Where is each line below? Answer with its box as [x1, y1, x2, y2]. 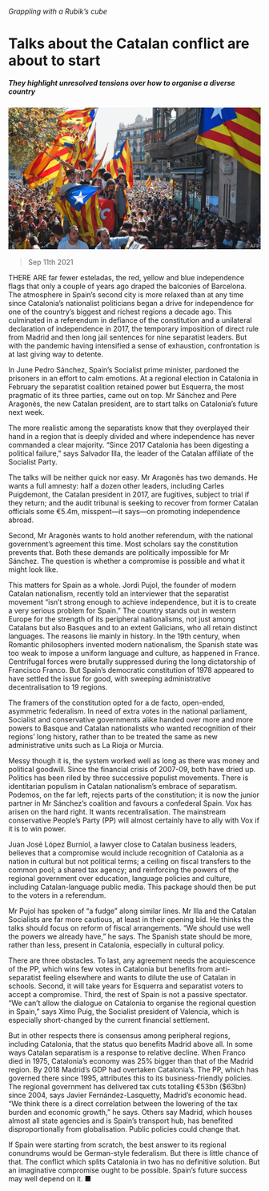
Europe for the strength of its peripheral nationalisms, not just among [8, 614, 236, 624]
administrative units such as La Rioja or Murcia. [8, 741, 164, 750]
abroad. [8, 515, 34, 525]
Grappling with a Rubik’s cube [8, 6, 108, 16]
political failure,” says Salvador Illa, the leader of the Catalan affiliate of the [8, 449, 254, 458]
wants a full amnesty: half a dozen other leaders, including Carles [8, 481, 225, 491]
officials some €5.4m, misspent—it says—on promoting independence [8, 507, 241, 517]
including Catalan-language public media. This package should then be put [8, 882, 256, 892]
